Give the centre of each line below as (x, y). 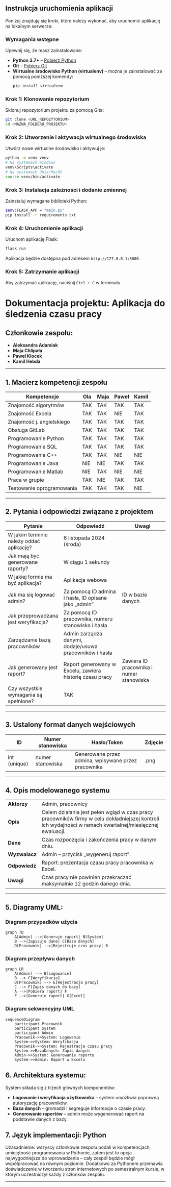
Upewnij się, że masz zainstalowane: (44, 51)
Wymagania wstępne (32, 39)
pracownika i (137, 667)
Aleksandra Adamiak (35, 345)
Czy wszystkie (25, 688)
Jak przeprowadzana (33, 615)
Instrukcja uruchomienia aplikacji (59, 8)
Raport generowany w (90, 664)
